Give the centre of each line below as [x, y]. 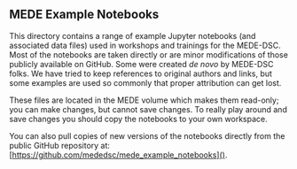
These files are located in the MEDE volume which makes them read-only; [144, 100]
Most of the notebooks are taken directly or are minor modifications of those [148, 54]
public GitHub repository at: [60, 145]
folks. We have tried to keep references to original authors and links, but [141, 73]
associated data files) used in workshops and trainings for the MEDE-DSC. [145, 45]
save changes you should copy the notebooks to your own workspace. [138, 119]
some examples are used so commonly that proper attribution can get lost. [145, 82]
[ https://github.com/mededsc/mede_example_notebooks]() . [118, 155]
